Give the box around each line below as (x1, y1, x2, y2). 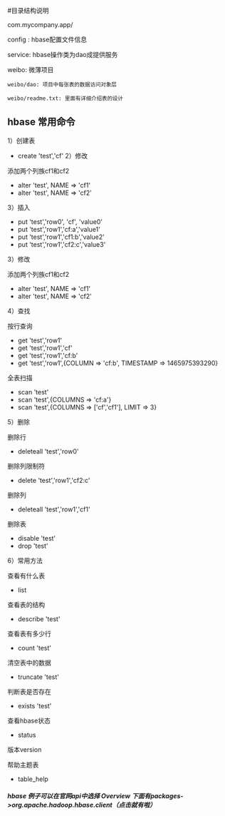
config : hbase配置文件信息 (7, 35, 88, 44)
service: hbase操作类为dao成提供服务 (7, 51, 118, 58)
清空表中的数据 (7, 658, 51, 667)
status (17, 730, 36, 739)
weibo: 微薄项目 (7, 66, 54, 73)
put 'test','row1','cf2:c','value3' (17, 240, 106, 248)
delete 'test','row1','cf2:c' (17, 476, 90, 484)
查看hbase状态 (7, 716, 51, 725)
